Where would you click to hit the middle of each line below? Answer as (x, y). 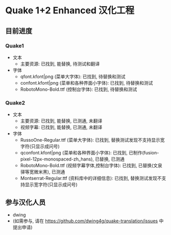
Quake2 (15, 102)
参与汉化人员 (26, 202)
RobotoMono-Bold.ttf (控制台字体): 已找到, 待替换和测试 (79, 89)
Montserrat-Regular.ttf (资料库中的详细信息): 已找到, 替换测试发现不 (91, 178)
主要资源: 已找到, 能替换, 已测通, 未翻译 (61, 121)
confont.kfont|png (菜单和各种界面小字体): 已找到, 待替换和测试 (87, 83)
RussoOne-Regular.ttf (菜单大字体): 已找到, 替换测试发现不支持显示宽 (92, 140)
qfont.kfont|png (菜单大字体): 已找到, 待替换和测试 (73, 76)
